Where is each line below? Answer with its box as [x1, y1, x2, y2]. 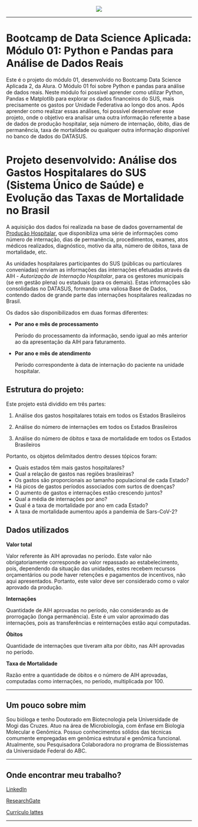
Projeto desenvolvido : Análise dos [6, 154, 177, 167]
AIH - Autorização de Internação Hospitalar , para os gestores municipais [6, 272, 184, 279]
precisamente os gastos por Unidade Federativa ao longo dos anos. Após [6, 101, 184, 108]
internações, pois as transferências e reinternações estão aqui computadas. [6, 619, 191, 626]
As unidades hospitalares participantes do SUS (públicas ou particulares [6, 260, 182, 267]
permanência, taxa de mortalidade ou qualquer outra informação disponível [6, 126, 190, 133]
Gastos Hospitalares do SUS [6, 166, 147, 180]
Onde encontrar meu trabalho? [6, 770, 122, 780]
